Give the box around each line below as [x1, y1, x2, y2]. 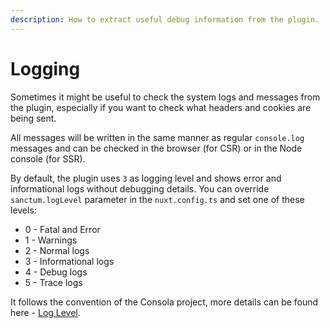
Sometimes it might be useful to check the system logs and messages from [10, 91, 321, 103]
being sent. [10, 112, 57, 124]
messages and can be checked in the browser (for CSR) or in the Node [10, 142, 303, 154]
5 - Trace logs [24, 276, 83, 288]
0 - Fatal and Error [24, 223, 101, 235]
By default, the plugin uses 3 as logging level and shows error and [10, 172, 282, 184]
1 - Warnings [24, 234, 78, 246]
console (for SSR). [10, 152, 86, 165]
